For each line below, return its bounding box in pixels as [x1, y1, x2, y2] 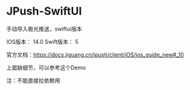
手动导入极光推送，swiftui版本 [6, 25, 83, 32]
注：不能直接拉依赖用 [6, 77, 60, 84]
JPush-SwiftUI [6, 4, 82, 18]
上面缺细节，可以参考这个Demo [6, 64, 86, 71]
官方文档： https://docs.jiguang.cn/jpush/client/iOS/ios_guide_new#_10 [6, 50, 184, 58]
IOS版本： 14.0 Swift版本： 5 [6, 38, 78, 45]
